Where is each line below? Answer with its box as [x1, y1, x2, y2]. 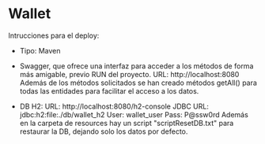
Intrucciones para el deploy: [8, 31, 100, 40]
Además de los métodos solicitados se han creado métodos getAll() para [19, 78, 257, 87]
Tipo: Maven [19, 46, 61, 55]
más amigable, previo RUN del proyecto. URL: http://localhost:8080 [19, 69, 240, 79]
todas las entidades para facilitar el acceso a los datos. [19, 86, 199, 95]
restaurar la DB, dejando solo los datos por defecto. [19, 127, 188, 136]
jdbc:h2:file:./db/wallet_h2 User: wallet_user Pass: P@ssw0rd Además [19, 109, 249, 119]
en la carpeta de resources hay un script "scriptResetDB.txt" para [19, 118, 234, 127]
